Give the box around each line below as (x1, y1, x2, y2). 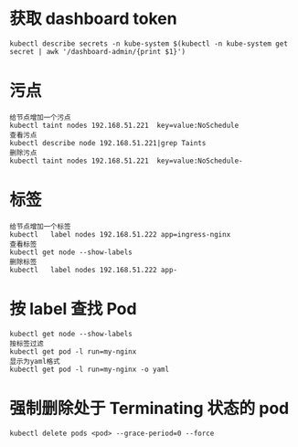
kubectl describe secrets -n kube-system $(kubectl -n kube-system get (9, 38, 288, 48)
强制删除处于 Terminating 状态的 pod (9, 398, 290, 419)
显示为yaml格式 (9, 357, 61, 366)
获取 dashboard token (9, 8, 177, 29)
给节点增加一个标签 (9, 221, 71, 231)
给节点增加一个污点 (9, 112, 71, 122)
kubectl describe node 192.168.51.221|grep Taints (9, 138, 207, 147)
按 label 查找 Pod (9, 299, 137, 319)
